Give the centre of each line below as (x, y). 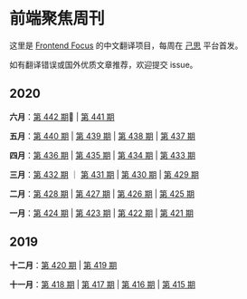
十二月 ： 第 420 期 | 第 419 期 (63, 265)
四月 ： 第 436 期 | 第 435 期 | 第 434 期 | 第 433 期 (103, 155)
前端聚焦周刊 (57, 19)
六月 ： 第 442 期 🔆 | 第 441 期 (62, 116)
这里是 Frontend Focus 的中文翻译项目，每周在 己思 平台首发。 (126, 45)
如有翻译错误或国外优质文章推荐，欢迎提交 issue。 (104, 64)
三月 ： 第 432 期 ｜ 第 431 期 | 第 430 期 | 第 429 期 (104, 174)
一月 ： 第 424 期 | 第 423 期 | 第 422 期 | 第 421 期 (102, 213)
